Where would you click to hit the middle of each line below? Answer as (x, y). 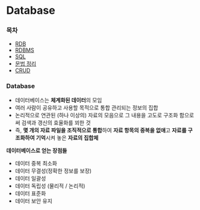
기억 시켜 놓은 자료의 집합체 (67, 137)
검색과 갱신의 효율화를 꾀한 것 (56, 122)
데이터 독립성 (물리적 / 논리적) (50, 186)
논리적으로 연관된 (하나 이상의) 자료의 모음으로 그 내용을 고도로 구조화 (96, 115)
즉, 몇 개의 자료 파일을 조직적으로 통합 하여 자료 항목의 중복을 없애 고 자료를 (101, 130)
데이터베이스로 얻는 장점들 (37, 150)
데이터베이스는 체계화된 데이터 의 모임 (58, 100)
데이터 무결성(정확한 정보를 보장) (53, 171)
